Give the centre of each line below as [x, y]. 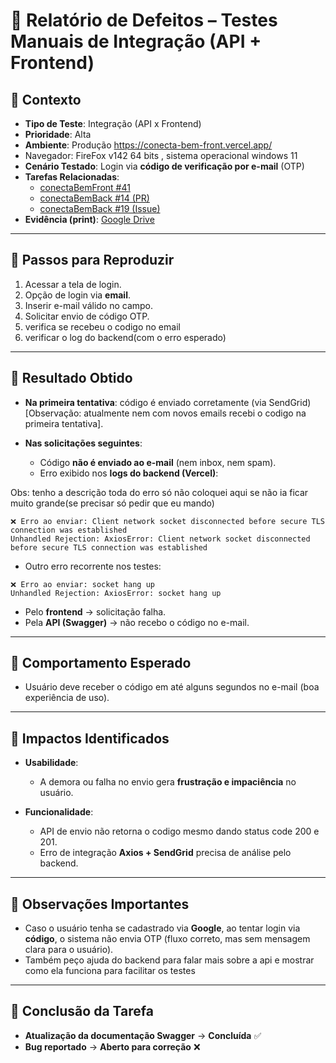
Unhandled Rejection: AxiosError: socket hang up [116, 593]
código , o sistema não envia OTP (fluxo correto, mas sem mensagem [167, 939]
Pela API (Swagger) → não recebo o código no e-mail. [137, 622]
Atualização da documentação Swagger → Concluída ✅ [143, 1035]
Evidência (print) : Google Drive [89, 219]
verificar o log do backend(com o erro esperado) [125, 337]
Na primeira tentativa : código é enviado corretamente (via [145, 402]
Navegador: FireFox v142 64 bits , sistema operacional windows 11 [161, 155]
